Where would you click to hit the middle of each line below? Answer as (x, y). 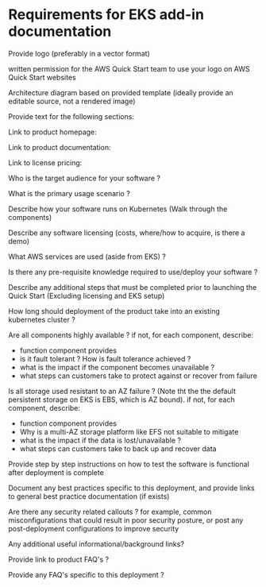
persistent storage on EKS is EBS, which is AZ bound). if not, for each (122, 400)
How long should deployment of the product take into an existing (114, 311)
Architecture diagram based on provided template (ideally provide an (121, 92)
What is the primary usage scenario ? (69, 193)
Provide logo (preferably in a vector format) (79, 53)
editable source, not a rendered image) (72, 101)
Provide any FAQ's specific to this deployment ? (86, 574)
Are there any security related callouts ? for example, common (110, 512)
